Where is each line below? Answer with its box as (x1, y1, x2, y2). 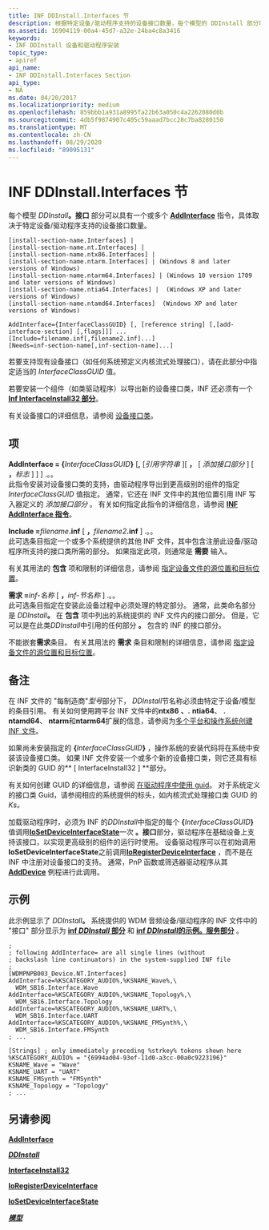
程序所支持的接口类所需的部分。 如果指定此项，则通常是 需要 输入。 (8, 546, 232, 557)
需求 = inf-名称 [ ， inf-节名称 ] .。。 (8, 590, 120, 601)
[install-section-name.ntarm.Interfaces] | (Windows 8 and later (8, 258, 231, 266)
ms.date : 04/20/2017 (8, 94, 78, 102)
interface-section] (8, 328, 74, 336)
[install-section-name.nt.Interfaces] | (8, 243, 146, 252)
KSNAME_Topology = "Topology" (8, 1082, 110, 1090)
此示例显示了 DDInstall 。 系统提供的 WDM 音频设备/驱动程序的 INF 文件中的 (8, 915, 258, 925)
